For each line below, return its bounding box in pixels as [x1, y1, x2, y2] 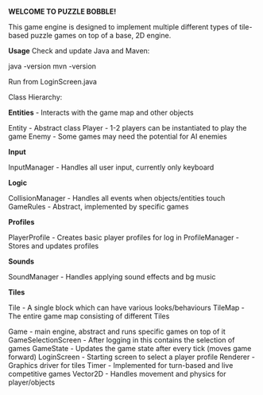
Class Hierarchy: [8, 92, 63, 102]
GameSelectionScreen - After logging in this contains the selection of [8, 335, 235, 345]
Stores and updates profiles [8, 241, 99, 250]
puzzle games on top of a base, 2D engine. [30, 31, 172, 40]
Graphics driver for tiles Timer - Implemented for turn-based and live [8, 361, 234, 370]
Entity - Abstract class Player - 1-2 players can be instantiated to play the [8, 123, 247, 132]
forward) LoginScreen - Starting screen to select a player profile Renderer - [8, 352, 256, 362]
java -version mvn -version [8, 61, 97, 71]
